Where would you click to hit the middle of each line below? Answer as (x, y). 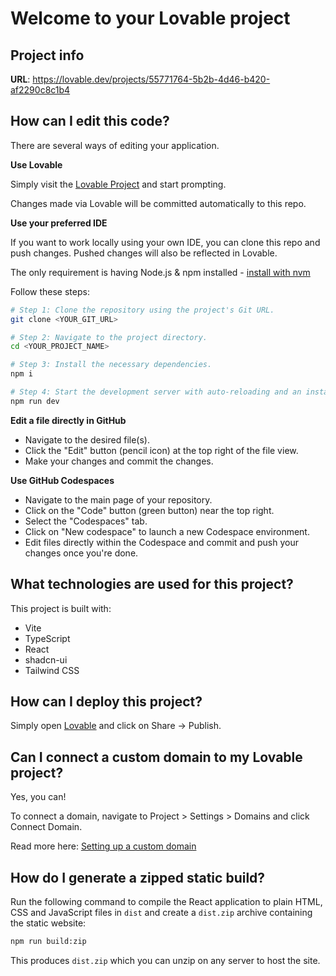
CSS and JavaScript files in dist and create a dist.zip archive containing (161, 913)
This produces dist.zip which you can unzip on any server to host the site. (165, 960)
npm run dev (35, 401)
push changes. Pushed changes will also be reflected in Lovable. (144, 253)
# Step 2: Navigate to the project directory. (109, 337)
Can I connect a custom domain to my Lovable (156, 757)
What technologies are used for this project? (152, 584)
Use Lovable (36, 164)
